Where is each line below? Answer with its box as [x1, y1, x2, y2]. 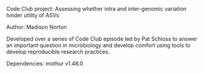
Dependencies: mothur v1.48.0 [6, 60, 83, 67]
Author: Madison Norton [6, 24, 67, 30]
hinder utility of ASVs [6, 12, 60, 19]
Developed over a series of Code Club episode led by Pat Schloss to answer [6, 35, 198, 42]
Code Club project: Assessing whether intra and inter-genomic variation [6, 5, 187, 12]
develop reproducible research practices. [6, 48, 110, 55]
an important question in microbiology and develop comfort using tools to [6, 42, 191, 49]
